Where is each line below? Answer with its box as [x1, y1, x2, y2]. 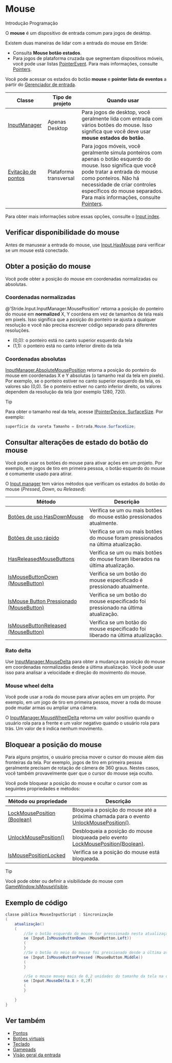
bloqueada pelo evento [72, 834, 128, 841]
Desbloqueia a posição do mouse [72, 827, 153, 835]
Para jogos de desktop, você [81, 109, 150, 116]
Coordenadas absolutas [5, 355, 67, 363]
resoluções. [5, 327, 30, 333]
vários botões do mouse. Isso [81, 121, 153, 129]
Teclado [12, 1040, 30, 1047]
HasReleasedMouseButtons [8, 555, 75, 562]
